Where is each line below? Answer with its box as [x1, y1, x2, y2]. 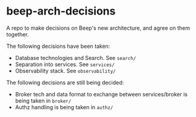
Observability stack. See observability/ [15, 67, 117, 74]
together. [6, 30, 29, 38]
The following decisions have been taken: [6, 42, 110, 50]
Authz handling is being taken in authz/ [15, 103, 113, 110]
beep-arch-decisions [6, 4, 116, 18]
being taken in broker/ [15, 97, 72, 104]
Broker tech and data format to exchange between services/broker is [15, 90, 188, 98]
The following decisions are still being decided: [6, 79, 124, 86]
